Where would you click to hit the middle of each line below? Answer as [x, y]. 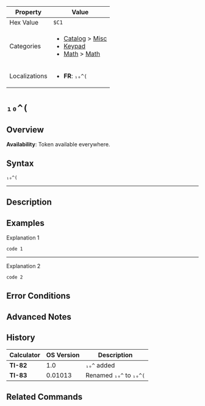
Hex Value [24, 22]
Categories [25, 46]
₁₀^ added [100, 365]
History [21, 338]
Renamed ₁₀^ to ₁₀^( [115, 375]
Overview [25, 130]
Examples [25, 223]
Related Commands [45, 397]
